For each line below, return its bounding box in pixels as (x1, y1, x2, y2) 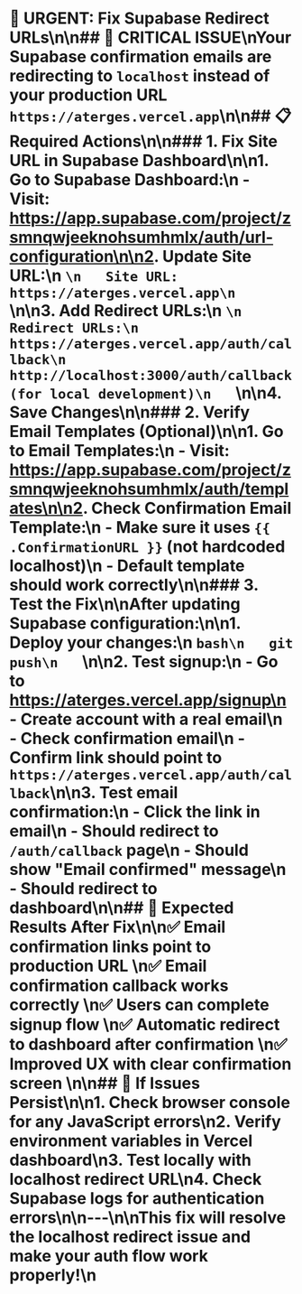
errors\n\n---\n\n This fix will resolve (9, 1207, 287, 1228)
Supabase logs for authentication (9, 1188, 265, 1209)
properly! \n (9, 1265, 97, 1286)
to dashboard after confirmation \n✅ (9, 1034, 288, 1055)
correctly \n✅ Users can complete (9, 995, 270, 1015)
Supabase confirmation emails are (9, 47, 272, 67)
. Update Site (153, 247, 252, 267)
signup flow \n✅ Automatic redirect (9, 1015, 280, 1035)
